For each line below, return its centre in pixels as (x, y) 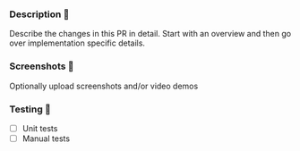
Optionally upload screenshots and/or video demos (104, 86)
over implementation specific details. (77, 43)
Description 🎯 (39, 14)
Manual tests (46, 138)
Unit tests (40, 128)
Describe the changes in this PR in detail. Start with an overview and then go (150, 34)
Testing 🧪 (30, 109)
